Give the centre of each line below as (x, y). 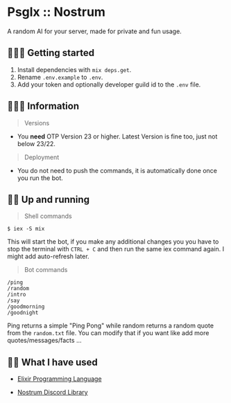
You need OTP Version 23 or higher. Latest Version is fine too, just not (117, 136)
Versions (37, 123)
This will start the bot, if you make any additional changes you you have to (113, 242)
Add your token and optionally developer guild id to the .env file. (109, 84)
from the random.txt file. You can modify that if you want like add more (108, 333)
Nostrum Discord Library (52, 393)
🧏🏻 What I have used (53, 362)
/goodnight (23, 313)
